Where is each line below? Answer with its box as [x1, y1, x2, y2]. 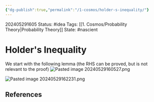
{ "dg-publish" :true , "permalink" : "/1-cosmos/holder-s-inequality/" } [5, 7, 149, 13]
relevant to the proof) [5, 66, 49, 72]
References [5, 90, 42, 98]
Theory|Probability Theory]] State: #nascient [5, 26, 98, 33]
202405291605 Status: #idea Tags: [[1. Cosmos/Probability [5, 21, 127, 27]
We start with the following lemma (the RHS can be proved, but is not [5, 61, 148, 67]
